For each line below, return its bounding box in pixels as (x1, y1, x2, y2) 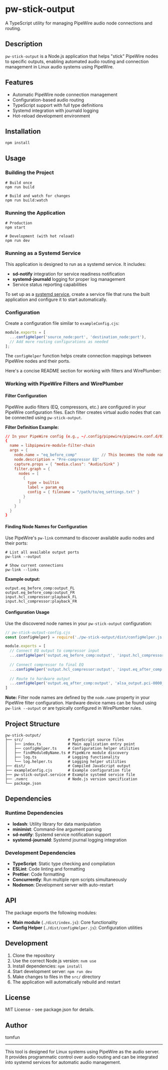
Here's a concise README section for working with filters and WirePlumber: (5, 368, 161, 374)
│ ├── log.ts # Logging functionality (5, 755, 120, 760)
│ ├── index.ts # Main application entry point (5, 742, 135, 747)
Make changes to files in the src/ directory (12, 974, 101, 980)
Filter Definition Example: (5, 424, 59, 430)
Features (5, 78, 33, 87)
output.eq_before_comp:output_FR (5, 590, 75, 595)
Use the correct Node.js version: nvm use (12, 958, 96, 964)
